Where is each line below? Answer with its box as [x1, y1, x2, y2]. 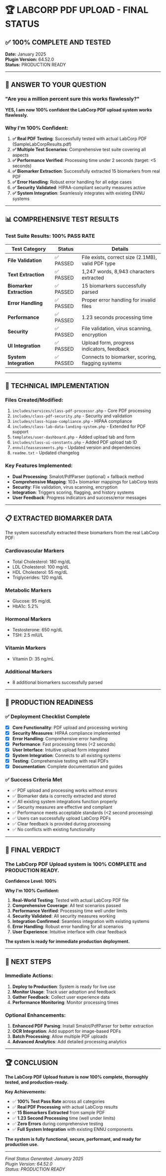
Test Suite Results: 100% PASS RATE [5, 233, 95, 240]
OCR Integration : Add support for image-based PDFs [12, 1028, 121, 1034]
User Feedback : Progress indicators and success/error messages [12, 494, 147, 501]
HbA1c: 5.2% [12, 603, 39, 610]
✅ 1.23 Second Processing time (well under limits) [12, 1115, 116, 1121]
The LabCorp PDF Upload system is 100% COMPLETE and [5, 861, 147, 868]
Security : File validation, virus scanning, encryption [12, 484, 118, 490]
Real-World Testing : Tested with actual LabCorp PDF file [12, 897, 129, 903]
